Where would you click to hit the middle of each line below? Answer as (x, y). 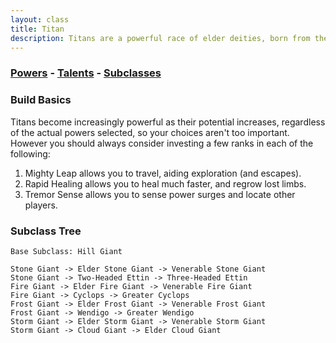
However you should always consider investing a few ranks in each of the (162, 143)
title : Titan (37, 29)
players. (41, 205)
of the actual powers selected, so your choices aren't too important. (150, 132)
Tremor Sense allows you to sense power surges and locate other (160, 194)
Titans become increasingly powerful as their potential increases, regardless (168, 122)
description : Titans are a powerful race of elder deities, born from (160, 38)
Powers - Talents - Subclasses (86, 73)
